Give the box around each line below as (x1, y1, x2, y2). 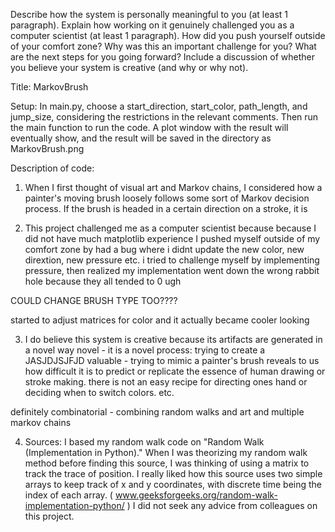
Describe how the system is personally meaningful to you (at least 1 (10, 9, 288, 20)
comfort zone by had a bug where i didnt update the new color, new (24, 244, 305, 255)
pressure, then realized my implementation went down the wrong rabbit (24, 265, 320, 276)
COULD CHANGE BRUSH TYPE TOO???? (10, 295, 178, 306)
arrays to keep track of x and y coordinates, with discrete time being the (24, 479, 323, 490)
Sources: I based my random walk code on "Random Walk (24, 436, 265, 448)
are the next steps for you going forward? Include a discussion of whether (10, 51, 315, 63)
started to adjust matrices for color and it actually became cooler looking (10, 314, 310, 326)
